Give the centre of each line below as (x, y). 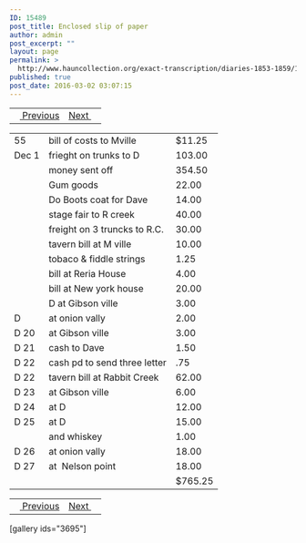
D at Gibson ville (83, 303)
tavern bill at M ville (90, 244)
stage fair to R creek (92, 214)
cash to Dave (76, 347)
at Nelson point (82, 466)
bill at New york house (96, 288)
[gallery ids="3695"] (48, 528)
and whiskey (76, 436)
